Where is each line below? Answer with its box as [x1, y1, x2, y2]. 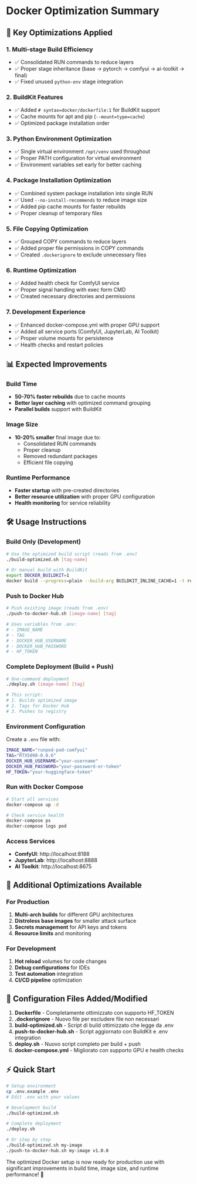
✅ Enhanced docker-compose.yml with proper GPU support [14, 321, 160, 328]
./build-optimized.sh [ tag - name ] [6, 556, 88, 562]
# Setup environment [6, 1083, 57, 1089]
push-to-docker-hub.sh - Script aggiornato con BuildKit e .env [14, 1028, 168, 1035]
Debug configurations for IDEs [14, 964, 90, 971]
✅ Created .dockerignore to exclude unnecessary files [14, 251, 147, 258]
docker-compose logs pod [6, 823, 67, 829]
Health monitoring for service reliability [14, 499, 111, 506]
